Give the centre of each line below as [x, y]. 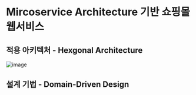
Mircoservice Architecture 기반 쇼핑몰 [98, 12]
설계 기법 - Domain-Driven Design [68, 85]
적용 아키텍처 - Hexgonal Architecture [74, 50]
